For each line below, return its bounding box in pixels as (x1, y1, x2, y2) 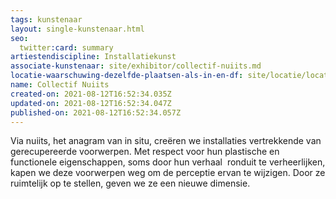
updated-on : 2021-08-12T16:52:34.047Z (10, 98, 172, 108)
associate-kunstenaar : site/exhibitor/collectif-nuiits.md (10, 61, 262, 71)
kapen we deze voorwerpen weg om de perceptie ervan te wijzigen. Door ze (10, 167, 326, 179)
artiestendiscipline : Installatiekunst (10, 52, 177, 62)
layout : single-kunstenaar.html (10, 24, 145, 34)
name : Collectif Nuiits (10, 80, 110, 90)
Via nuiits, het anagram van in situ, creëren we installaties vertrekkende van (10, 135, 322, 147)
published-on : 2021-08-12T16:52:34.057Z (10, 107, 182, 118)
